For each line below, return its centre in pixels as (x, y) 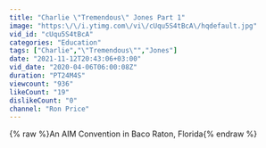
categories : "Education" (55, 42)
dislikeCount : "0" (43, 100)
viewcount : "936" (42, 84)
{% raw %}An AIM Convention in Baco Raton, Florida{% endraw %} (133, 134)
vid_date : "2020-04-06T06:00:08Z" (74, 68)
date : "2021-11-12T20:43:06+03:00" (75, 59)
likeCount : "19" (39, 92)
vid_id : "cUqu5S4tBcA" (51, 34)
